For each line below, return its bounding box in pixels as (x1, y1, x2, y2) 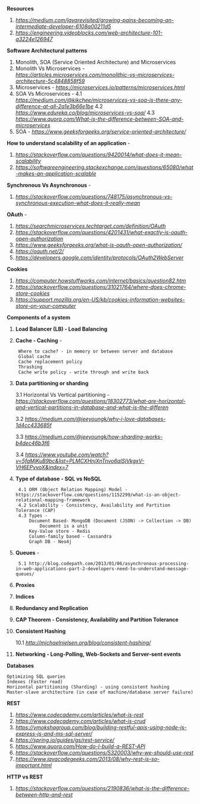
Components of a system (7, 314, 71, 321)
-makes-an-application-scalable (15, 170, 96, 177)
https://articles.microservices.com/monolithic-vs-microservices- (15, 71, 175, 78)
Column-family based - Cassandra (29, 533, 112, 539)
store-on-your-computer (15, 303, 76, 309)
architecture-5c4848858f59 (15, 77, 85, 84)
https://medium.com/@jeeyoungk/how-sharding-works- (24, 434, 163, 440)
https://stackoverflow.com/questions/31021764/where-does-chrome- (15, 284, 186, 290)
